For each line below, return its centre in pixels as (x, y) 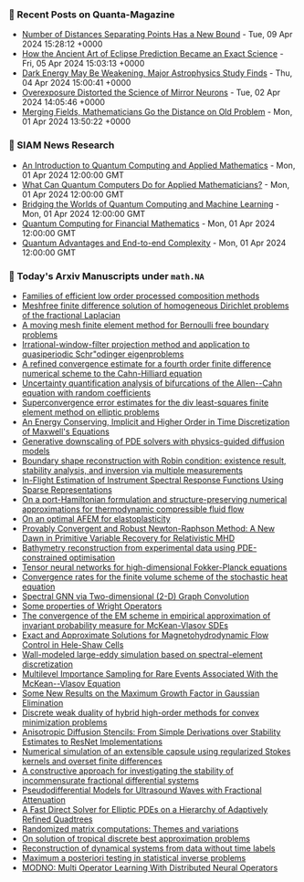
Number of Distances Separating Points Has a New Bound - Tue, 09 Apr (157, 35)
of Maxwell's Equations (66, 431)
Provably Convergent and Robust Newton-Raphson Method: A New (148, 528)
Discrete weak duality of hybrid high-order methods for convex (140, 712)
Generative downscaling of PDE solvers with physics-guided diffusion (153, 441)
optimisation (92, 557)
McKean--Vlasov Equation (71, 683)
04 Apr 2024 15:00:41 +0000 (76, 83)
